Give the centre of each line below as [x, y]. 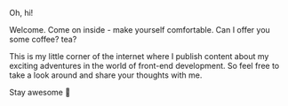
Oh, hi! [21, 13]
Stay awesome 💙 [40, 92]
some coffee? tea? [43, 39]
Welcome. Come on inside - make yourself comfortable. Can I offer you [140, 30]
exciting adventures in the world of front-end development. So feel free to [144, 66]
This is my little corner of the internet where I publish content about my [139, 56]
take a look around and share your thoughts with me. [106, 75]
